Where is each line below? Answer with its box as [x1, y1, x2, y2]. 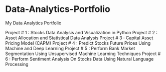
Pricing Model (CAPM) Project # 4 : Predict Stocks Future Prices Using [5, 40, 151, 46]
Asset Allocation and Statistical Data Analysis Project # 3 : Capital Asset [5, 35, 153, 41]
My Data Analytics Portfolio [5, 20, 62, 26]
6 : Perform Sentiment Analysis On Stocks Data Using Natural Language [5, 56, 154, 62]
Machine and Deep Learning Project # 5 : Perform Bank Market [5, 45, 135, 51]
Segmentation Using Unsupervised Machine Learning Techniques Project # [5, 51, 161, 57]
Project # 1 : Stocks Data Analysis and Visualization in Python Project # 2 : [5, 29, 158, 35]
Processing [5, 61, 29, 67]
